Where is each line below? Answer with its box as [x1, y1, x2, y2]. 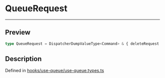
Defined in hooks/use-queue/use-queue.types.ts [5, 68, 104, 74]
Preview [5, 28, 31, 37]
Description [5, 55, 42, 63]
